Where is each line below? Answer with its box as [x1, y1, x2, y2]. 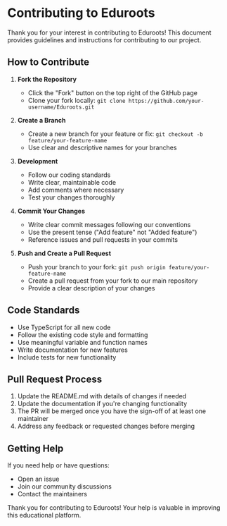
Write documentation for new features [17, 345, 128, 354]
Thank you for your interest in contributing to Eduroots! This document [7, 28, 212, 37]
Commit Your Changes [17, 207, 86, 215]
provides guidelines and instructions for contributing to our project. [7, 35, 202, 44]
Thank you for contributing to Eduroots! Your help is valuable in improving [7, 503, 221, 512]
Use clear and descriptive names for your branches [27, 143, 177, 152]
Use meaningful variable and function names [17, 338, 148, 346]
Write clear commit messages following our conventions [27, 220, 191, 228]
